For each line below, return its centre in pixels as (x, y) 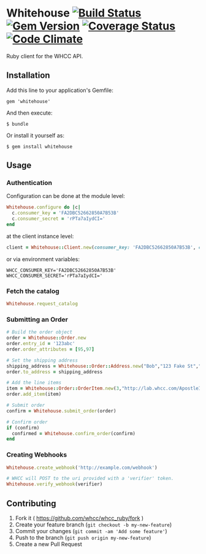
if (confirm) (23, 428)
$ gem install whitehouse (39, 146)
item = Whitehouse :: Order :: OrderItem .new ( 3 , (64, 389)
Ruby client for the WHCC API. (45, 56)
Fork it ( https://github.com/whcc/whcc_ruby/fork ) (79, 518)
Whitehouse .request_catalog (42, 304)
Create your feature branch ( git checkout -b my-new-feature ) (93, 525)
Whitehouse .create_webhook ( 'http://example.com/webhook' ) (82, 468)
